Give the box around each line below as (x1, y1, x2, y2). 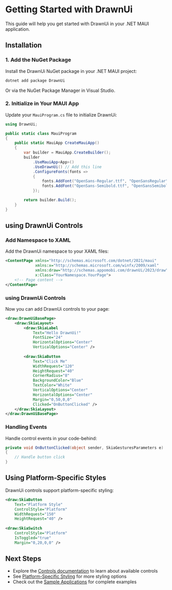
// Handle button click (14, 454, 66, 460)
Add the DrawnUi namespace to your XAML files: (5, 248, 109, 255)
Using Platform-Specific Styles (5, 473, 106, 482)
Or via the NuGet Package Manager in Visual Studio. (5, 87, 116, 93)
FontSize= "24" (32, 335, 63, 340)
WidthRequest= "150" (14, 511, 56, 517)
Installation (5, 41, 42, 50)
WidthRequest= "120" (32, 364, 74, 369)
